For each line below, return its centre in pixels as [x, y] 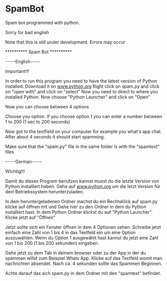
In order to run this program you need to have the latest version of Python [81, 81]
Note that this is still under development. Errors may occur [65, 42]
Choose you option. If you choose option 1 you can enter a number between [83, 116]
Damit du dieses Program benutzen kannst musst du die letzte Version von [82, 181]
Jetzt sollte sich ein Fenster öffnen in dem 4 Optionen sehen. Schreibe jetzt [83, 227]
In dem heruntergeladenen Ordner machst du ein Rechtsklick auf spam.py [81, 201]
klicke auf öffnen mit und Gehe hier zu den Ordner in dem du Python [76, 207]
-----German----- [24, 162]
